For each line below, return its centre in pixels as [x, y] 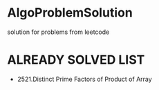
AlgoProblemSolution [70, 13]
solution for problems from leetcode [58, 32]
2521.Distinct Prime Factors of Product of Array [84, 79]
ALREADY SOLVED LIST [76, 60]
